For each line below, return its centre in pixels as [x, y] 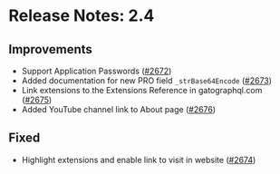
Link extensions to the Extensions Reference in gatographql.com [142, 90]
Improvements [50, 49]
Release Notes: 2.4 [82, 16]
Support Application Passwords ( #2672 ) [97, 71]
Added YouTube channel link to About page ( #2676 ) [119, 109]
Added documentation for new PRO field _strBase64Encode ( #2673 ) [147, 81]
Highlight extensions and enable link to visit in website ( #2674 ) [139, 159]
